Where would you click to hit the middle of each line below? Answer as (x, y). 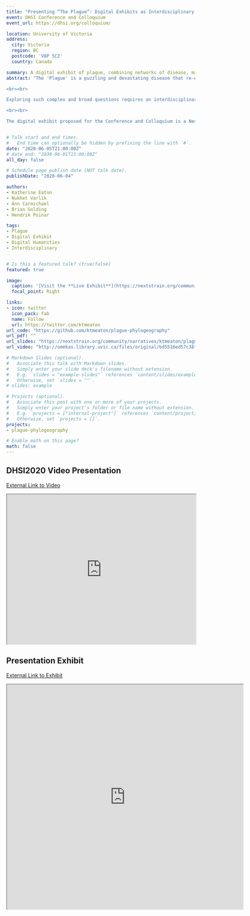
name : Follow (28, 319)
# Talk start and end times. (43, 137)
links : (14, 303)
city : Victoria (31, 45)
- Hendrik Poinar (28, 215)
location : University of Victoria (49, 34)
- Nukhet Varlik (26, 198)
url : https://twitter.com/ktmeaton (56, 325)
